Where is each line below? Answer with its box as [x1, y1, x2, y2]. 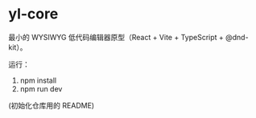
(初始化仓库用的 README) [8, 100, 95, 110]
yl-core [8, 5, 59, 23]
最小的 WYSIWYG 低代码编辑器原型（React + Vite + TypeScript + [8, 32, 224, 42]
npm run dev [19, 83, 63, 93]
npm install [19, 75, 57, 85]
